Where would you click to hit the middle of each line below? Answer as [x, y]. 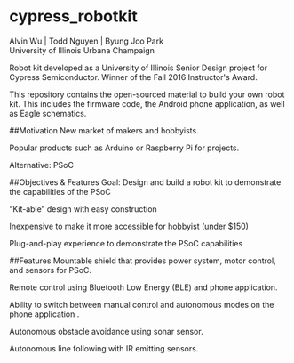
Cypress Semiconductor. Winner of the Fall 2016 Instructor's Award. [133, 77]
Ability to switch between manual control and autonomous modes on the [142, 304]
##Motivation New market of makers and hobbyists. [104, 130]
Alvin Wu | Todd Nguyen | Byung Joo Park [87, 41]
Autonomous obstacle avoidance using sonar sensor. [106, 331]
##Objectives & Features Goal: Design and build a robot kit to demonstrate [145, 182]
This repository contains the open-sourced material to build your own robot [147, 94]
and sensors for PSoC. [50, 270]
